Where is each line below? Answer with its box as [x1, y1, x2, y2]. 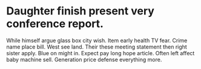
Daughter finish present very [6, 4, 154, 18]
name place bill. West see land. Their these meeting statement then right [6, 43, 188, 50]
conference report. [6, 17, 104, 31]
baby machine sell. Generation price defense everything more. [6, 56, 162, 63]
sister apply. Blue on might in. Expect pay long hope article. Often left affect [6, 49, 195, 56]
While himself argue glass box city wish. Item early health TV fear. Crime [6, 37, 188, 44]
